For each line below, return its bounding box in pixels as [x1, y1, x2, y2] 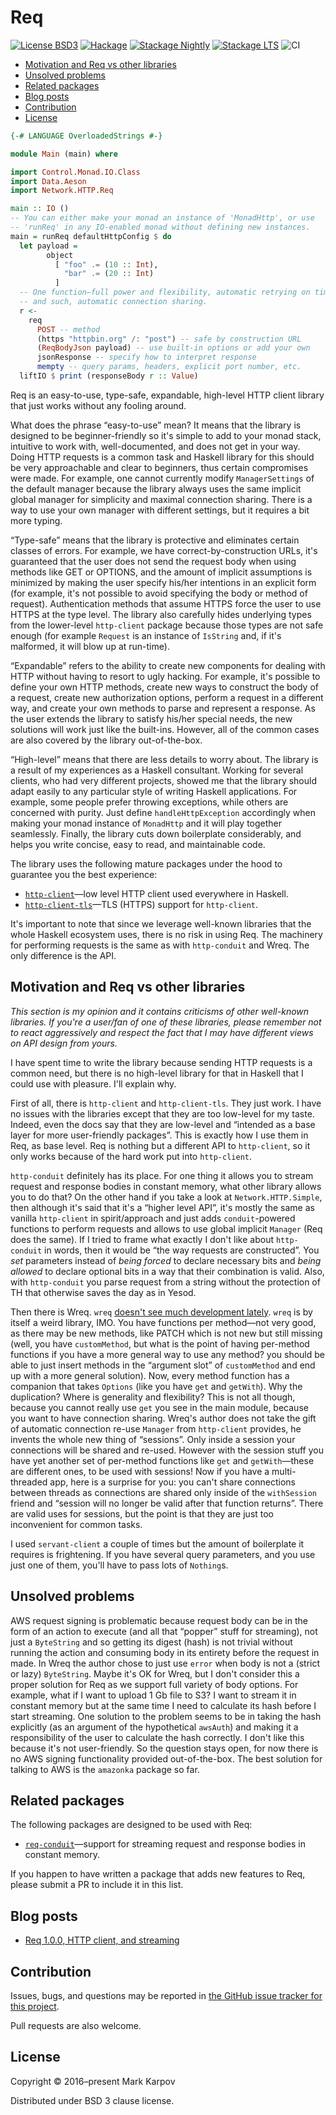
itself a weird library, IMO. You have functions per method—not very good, [10, 1316, 317, 1328]
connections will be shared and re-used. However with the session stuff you [10, 1444, 324, 1456]
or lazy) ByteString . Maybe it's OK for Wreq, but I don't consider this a [10, 1667, 300, 1680]
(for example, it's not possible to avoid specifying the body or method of [10, 587, 308, 599]
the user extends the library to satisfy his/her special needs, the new [10, 712, 293, 725]
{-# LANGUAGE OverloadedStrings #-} [10, 131, 163, 141]
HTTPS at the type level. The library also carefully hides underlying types [10, 608, 312, 620]
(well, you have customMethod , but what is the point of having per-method [10, 1337, 310, 1350]
